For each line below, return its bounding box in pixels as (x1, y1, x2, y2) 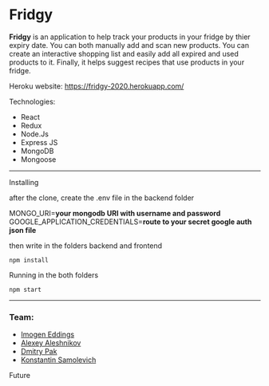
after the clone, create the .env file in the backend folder (9, 193, 195, 203)
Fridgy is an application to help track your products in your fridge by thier (9, 32, 251, 41)
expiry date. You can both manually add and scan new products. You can (9, 40, 250, 49)
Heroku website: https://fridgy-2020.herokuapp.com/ (9, 81, 184, 91)
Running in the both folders (9, 270, 99, 280)
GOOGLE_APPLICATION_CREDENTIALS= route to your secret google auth (9, 217, 252, 226)
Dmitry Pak (20, 347, 57, 356)
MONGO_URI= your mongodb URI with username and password (9, 208, 221, 218)
